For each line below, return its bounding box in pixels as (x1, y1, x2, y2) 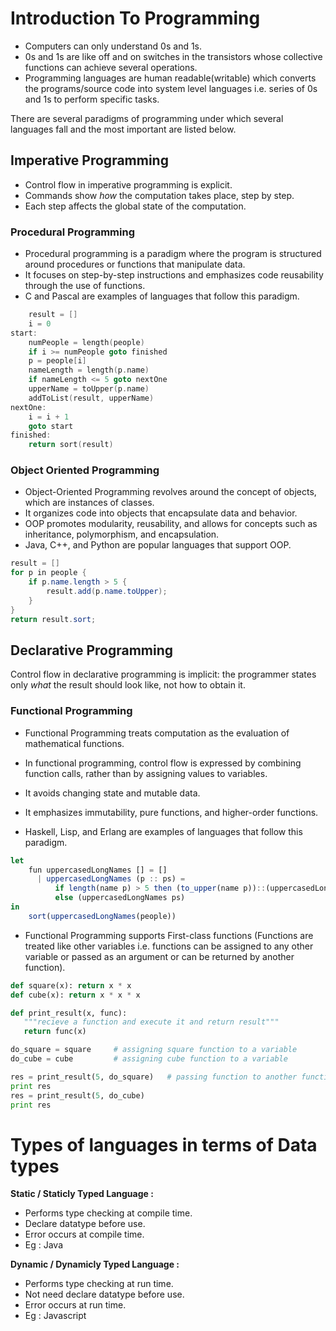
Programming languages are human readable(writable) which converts (24, 72, 317, 84)
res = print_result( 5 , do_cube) (10, 1090, 145, 1101)
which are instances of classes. (24, 497, 155, 509)
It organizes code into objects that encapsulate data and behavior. (24, 507, 298, 519)
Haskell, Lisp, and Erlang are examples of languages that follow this (24, 825, 303, 837)
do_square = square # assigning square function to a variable (10, 1045, 298, 1055)
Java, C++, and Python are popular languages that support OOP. (24, 539, 292, 551)
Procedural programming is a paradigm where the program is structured (24, 248, 322, 260)
